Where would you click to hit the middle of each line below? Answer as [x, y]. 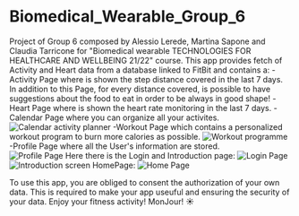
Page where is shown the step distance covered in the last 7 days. [161, 79]
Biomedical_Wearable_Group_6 [128, 17]
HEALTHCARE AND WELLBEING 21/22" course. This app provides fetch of [146, 60]
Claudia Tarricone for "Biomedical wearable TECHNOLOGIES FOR [130, 50]
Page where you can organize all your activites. [132, 117]
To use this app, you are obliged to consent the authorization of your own [145, 182]
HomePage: [114, 165]
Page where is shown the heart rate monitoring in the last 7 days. [152, 108]
